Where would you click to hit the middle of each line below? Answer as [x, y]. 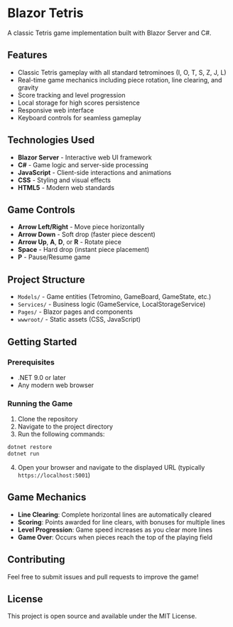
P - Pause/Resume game [54, 257]
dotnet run [23, 454]
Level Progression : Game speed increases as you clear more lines [115, 529]
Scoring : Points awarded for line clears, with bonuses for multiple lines [121, 522]
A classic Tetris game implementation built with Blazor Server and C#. [109, 33]
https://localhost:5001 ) [54, 475]
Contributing [36, 560]
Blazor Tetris [45, 13]
